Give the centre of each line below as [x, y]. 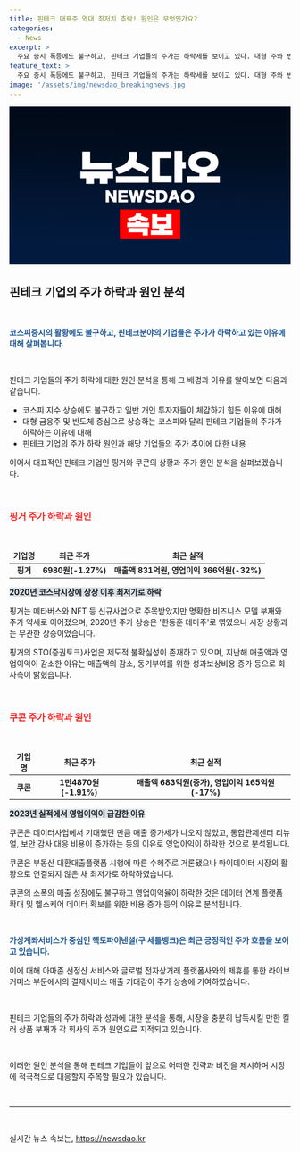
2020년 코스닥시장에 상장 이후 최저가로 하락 [86, 592]
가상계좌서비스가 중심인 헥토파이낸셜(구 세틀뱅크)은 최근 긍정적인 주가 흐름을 [141, 940]
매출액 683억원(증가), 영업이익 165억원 [205, 782]
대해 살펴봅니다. [37, 344]
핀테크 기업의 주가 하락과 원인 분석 [97, 292]
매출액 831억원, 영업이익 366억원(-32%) [187, 571]
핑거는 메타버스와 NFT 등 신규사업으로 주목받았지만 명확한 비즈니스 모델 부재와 [146, 611]
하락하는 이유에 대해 [57, 432]
